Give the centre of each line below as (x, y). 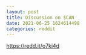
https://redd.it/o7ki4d (33, 46)
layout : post (23, 12)
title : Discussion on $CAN (40, 18)
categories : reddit (31, 29)
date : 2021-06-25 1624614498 (43, 23)
